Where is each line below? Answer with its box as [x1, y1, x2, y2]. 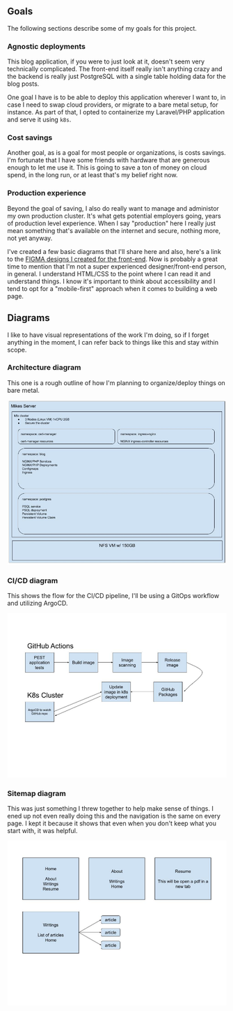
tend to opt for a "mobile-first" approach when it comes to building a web [7, 284, 218, 292]
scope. [7, 345, 27, 354]
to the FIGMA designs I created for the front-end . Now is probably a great [7, 255, 218, 263]
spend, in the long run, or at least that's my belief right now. [7, 171, 178, 179]
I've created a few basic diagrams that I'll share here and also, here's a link [7, 247, 221, 255]
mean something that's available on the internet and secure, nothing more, [7, 226, 221, 234]
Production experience [7, 188, 86, 198]
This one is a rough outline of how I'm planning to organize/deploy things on [7, 378, 226, 387]
